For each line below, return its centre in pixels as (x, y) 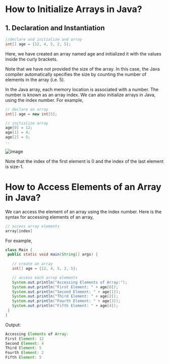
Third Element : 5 (23, 348)
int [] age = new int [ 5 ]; (31, 114)
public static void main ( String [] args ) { (53, 255)
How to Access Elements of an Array (83, 187)
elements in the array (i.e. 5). (35, 80)
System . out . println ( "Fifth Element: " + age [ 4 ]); (65, 306)
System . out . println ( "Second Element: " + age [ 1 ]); (66, 292)
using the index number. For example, (44, 100)
